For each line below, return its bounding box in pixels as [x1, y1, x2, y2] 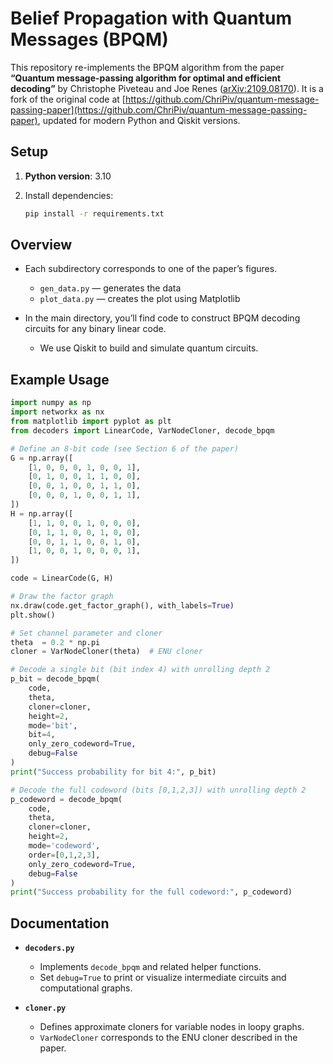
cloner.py [24, 1003, 67, 1014]
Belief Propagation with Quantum [10, 7, 292, 30]
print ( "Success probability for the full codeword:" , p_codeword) [10, 887, 293, 897]
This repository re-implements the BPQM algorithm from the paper [10, 61, 285, 73]
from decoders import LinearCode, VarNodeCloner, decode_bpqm [10, 425, 275, 436]
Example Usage [10, 371, 110, 388]
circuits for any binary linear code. [24, 323, 167, 335]
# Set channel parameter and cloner [10, 628, 163, 638]
